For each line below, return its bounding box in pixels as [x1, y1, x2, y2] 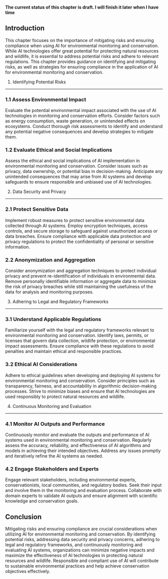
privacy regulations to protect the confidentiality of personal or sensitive [5, 238, 154, 244]
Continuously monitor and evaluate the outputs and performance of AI [5, 431, 150, 437]
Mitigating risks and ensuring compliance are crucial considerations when [5, 526, 157, 531]
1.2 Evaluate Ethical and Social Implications [5, 146, 112, 153]
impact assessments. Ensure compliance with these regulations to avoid [5, 343, 154, 349]
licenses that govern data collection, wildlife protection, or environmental [5, 337, 155, 344]
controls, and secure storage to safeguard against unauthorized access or [5, 227, 158, 234]
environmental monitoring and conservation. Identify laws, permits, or [5, 332, 149, 338]
